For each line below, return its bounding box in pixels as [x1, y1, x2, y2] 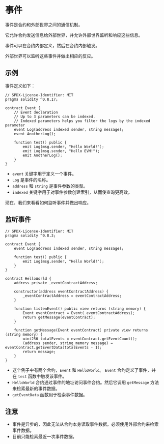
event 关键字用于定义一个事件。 [12, 171, 77, 177]
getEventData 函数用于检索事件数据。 [12, 391, 87, 397]
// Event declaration [14, 110, 58, 115]
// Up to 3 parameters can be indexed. [14, 114, 96, 119]
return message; [23, 349, 56, 354]
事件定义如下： [5, 83, 35, 89]
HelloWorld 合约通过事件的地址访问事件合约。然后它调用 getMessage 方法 [12, 379, 159, 385]
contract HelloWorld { [5, 276, 52, 281]
